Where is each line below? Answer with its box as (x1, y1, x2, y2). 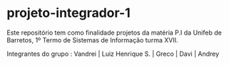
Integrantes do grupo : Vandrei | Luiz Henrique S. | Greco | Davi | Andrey (6, 49, 220, 58)
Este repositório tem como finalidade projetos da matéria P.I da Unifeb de (6, 28, 222, 37)
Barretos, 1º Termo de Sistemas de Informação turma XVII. (6, 35, 178, 44)
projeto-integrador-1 (6, 5, 131, 21)
